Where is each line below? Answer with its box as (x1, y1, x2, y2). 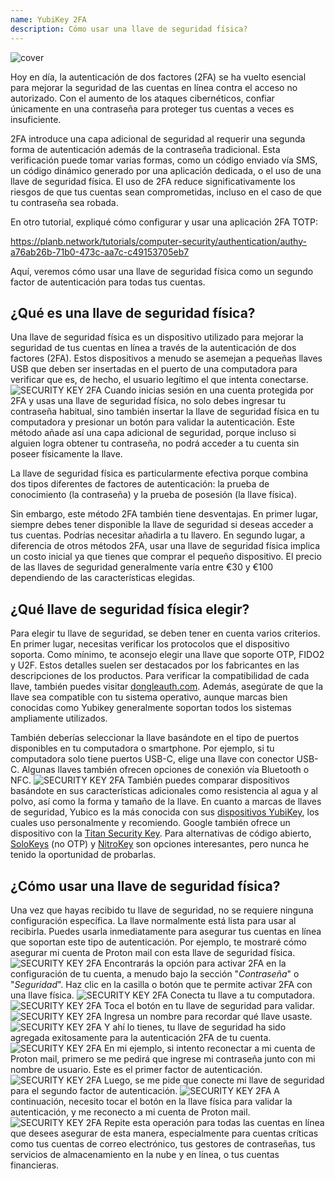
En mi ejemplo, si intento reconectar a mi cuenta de (103, 1042, 316, 1054)
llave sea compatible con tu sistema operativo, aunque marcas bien (10, 691, 288, 703)
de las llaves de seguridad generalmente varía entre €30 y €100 (10, 561, 274, 573)
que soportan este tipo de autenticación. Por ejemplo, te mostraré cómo (10, 936, 307, 948)
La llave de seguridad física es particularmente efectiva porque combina (10, 467, 309, 480)
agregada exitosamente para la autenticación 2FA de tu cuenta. (10, 1031, 272, 1043)
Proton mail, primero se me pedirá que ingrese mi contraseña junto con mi (10, 1052, 316, 1065)
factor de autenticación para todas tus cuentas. (10, 276, 206, 288)
